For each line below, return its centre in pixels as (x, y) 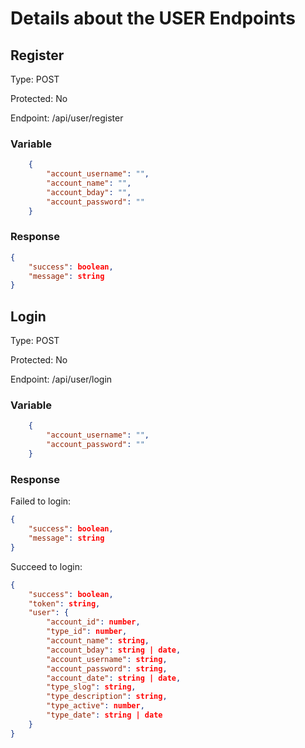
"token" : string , (64, 603)
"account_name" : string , (98, 641)
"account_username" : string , (107, 659)
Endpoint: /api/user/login (61, 379)
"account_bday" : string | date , (114, 650)
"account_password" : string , (107, 668)
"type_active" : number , (95, 706)
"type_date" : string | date (104, 715)
